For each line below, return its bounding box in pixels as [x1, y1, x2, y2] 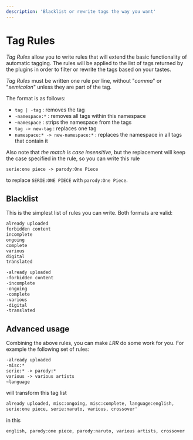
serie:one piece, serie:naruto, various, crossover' [6, 406, 138, 412]
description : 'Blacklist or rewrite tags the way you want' [6, 8, 157, 15]
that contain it [14, 137, 48, 144]
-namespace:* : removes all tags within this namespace [14, 112, 146, 119]
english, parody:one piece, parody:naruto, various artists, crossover [6, 428, 185, 434]
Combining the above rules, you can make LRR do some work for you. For [6, 340, 184, 347]
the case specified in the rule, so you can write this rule [6, 155, 140, 162]
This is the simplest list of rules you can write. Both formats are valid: [6, 209, 173, 216]
